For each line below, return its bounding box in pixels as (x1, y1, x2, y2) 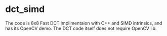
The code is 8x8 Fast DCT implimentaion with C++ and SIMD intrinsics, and (5, 20, 162, 26)
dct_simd (5, 3, 45, 15)
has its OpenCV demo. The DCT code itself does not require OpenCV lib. (5, 25, 157, 31)
